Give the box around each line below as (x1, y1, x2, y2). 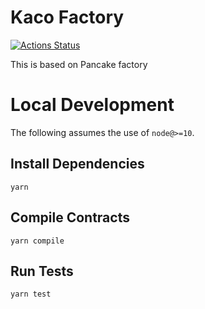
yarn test (10, 289, 52, 300)
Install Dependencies (10, 156, 145, 173)
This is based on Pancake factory (10, 58, 148, 70)
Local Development (10, 94, 175, 116)
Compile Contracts (10, 209, 130, 226)
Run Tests (10, 262, 74, 280)
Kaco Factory (10, 6, 125, 29)
